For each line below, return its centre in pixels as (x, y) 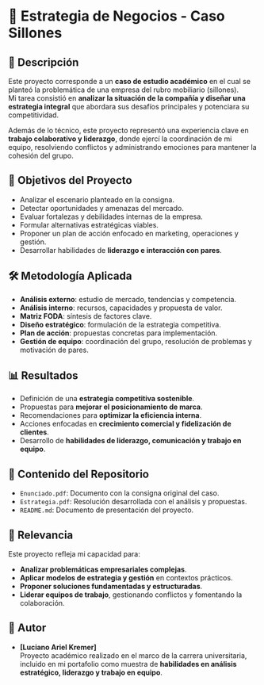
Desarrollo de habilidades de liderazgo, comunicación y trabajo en (130, 441)
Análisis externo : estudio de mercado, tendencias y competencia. (128, 299)
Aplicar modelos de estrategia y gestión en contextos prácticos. (126, 578)
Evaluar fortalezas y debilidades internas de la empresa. (111, 216)
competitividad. (34, 115)
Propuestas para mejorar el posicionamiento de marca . (111, 407)
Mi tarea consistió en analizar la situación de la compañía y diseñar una (127, 98)
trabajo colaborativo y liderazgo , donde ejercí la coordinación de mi (120, 139)
